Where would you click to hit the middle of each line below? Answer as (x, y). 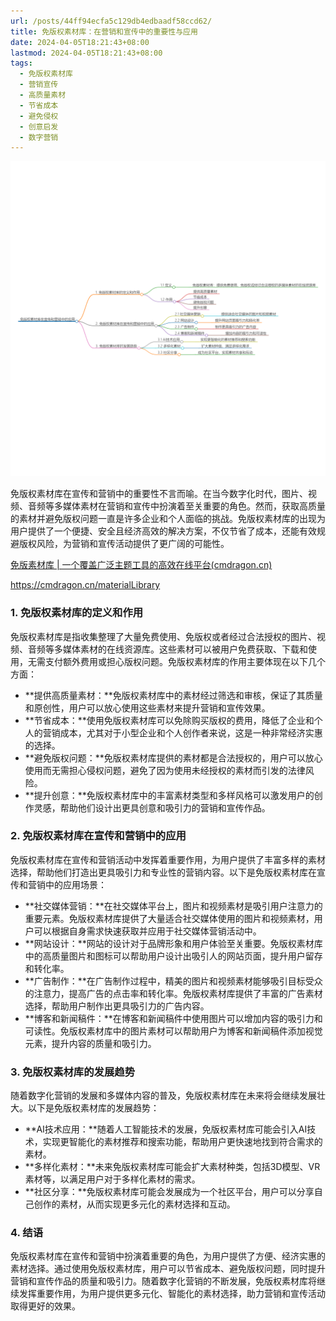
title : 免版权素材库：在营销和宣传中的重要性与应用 (104, 31)
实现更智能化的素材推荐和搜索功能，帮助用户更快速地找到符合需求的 (182, 1142)
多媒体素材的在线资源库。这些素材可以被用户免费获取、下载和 (180, 649)
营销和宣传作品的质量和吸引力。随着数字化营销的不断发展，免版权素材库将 (163, 1281)
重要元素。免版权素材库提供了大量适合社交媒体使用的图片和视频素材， (169, 918)
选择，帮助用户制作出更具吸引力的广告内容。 (117, 1006)
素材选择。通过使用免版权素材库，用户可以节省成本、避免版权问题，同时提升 (168, 1269)
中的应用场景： (75, 884)
